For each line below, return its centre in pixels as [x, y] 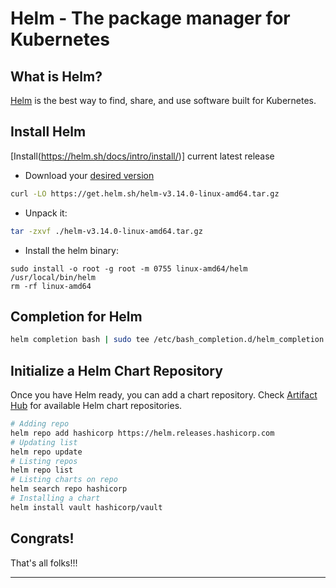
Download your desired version [89, 175]
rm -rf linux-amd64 [51, 286]
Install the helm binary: [71, 250]
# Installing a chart [55, 498]
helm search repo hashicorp [69, 489]
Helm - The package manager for [150, 18]
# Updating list [44, 442]
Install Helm [48, 132]
